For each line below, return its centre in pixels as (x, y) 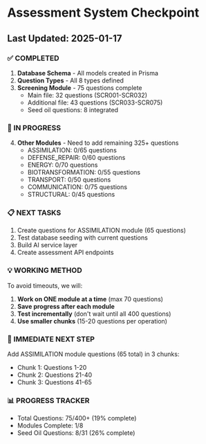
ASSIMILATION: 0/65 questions (72, 150)
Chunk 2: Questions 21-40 (55, 375)
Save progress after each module (66, 306)
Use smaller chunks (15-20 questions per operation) (92, 321)
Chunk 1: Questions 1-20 (52, 368)
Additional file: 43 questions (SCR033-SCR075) (95, 103)
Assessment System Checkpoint (103, 13)
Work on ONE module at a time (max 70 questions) (90, 299)
